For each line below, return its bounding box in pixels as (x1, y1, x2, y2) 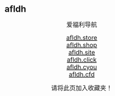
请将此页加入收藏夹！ (51, 84, 113, 92)
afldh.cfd (69, 70, 95, 78)
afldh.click (67, 55, 97, 64)
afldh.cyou (66, 63, 97, 71)
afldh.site (68, 48, 95, 56)
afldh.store (66, 33, 97, 42)
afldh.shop (66, 41, 97, 49)
